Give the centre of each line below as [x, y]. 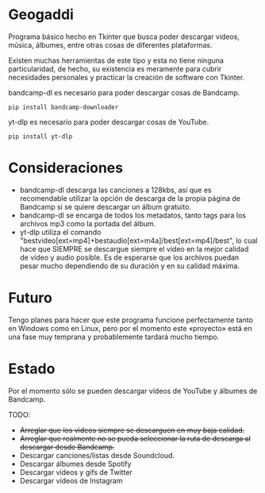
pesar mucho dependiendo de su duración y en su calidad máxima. [130, 266]
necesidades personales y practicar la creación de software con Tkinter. [127, 77]
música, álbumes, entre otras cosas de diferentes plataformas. [110, 44]
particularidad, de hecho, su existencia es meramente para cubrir [115, 68]
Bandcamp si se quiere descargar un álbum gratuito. [106, 206]
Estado [32, 369]
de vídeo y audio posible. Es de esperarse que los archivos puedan [129, 257]
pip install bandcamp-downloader [63, 107]
